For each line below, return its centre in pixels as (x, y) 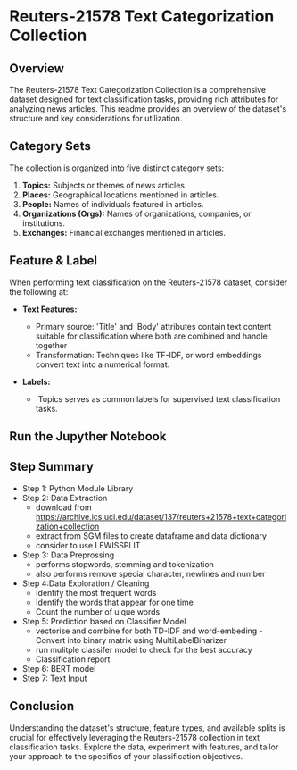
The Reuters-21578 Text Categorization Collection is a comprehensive (137, 90)
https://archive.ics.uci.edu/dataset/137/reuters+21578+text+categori (161, 516)
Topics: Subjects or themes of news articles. (104, 185)
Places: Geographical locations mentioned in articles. (120, 195)
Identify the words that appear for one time (114, 602)
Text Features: (49, 309)
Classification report (73, 659)
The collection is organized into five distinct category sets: (117, 168)
